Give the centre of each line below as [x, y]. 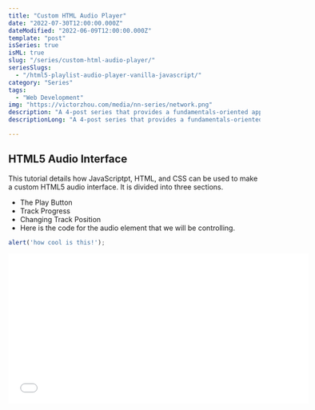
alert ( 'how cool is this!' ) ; [57, 242]
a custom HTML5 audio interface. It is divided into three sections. [116, 187]
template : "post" [37, 38]
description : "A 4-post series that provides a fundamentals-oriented [128, 113]
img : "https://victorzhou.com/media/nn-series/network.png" [111, 105]
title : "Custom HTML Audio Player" [68, 16]
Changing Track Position [60, 219]
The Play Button [46, 202]
